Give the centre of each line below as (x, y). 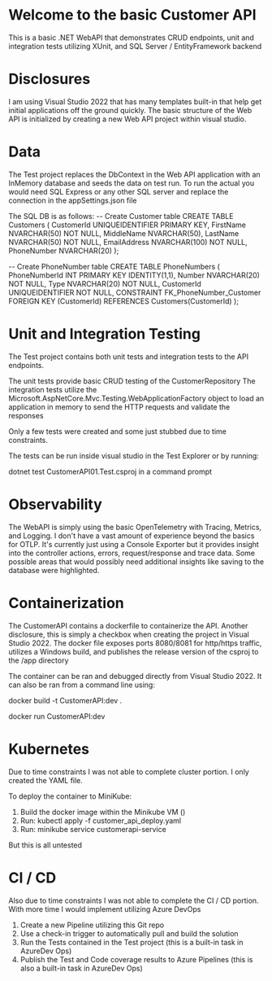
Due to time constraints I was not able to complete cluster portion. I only (129, 772)
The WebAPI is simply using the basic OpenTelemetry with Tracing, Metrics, (135, 527)
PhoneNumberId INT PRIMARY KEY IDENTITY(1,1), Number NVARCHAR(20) (134, 275)
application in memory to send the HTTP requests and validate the (119, 407)
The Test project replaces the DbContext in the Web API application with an (135, 174)
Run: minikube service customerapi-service (93, 829)
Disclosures (50, 79)
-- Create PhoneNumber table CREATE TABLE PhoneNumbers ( (114, 266)
